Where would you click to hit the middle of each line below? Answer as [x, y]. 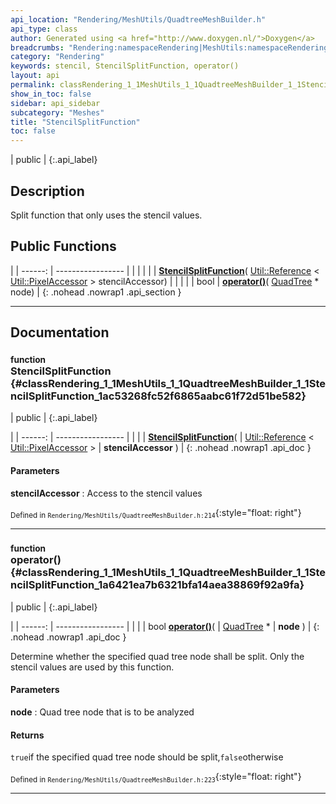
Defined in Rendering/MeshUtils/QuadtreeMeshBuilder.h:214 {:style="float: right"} [156, 513]
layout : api [35, 76]
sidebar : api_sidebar [55, 103]
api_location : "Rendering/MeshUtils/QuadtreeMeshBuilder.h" [138, 19]
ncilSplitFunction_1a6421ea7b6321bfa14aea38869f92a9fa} [157, 585]
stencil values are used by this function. [92, 667]
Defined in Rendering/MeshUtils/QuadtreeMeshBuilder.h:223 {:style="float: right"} [156, 778]
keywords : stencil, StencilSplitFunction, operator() [125, 66]
